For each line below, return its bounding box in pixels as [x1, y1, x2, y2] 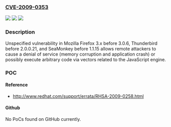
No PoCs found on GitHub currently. [5, 116, 81, 122]
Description [5, 29, 35, 36]
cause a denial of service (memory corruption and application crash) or [5, 51, 156, 57]
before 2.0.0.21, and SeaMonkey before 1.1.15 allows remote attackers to [5, 45, 157, 52]
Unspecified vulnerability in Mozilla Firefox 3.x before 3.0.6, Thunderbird [5, 40, 158, 46]
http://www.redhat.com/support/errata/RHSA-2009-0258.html [12, 93, 144, 99]
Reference [5, 82, 28, 88]
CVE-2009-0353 [5, 4, 48, 11]
